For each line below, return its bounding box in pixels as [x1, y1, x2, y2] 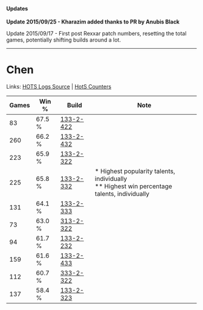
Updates [6, 5, 28, 12]
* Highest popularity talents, [94, 167, 175, 176]
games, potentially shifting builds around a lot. [6, 36, 121, 43]
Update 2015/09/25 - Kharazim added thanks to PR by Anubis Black [6, 18, 180, 25]
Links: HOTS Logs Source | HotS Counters [6, 83, 112, 90]
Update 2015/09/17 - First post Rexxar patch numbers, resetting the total [6, 30, 187, 37]
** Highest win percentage [94, 182, 172, 191]
